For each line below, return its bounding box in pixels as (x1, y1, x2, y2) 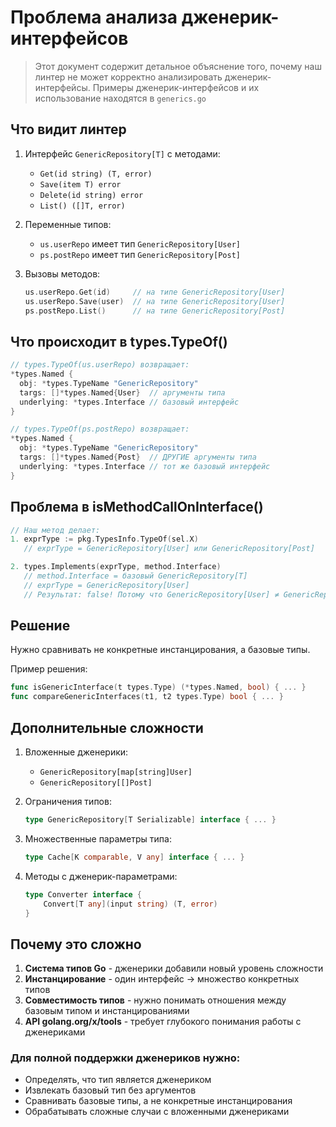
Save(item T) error (39, 179, 122, 190)
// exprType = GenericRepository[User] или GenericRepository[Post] (23, 544, 315, 554)
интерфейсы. (34, 81, 91, 93)
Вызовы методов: (24, 267, 101, 280)
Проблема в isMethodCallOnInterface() (10, 499, 264, 516)
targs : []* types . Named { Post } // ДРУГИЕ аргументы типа (19, 452, 257, 463)
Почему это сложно (10, 936, 142, 953)
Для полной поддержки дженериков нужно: (10, 1051, 241, 1065)
